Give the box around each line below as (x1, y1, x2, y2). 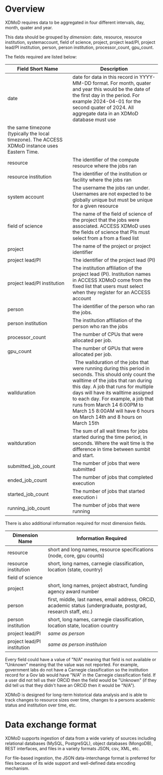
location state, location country (48, 622, 119, 629)
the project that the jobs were (72, 216, 140, 223)
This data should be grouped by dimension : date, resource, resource (5, 34, 142, 40)
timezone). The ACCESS (7, 136, 63, 143)
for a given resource (72, 202, 119, 209)
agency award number (48, 588, 99, 595)
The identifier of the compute (72, 156, 139, 163)
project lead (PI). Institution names (72, 270, 151, 277)
